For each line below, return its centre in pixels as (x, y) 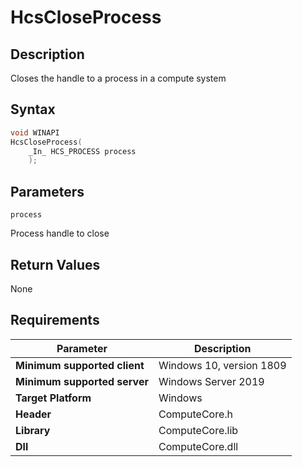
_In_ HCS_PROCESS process (82, 151)
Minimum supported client (80, 365)
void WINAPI (35, 132)
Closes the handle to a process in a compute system (118, 78)
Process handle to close (60, 233)
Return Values (55, 264)
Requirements (55, 320)
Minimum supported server (82, 381)
